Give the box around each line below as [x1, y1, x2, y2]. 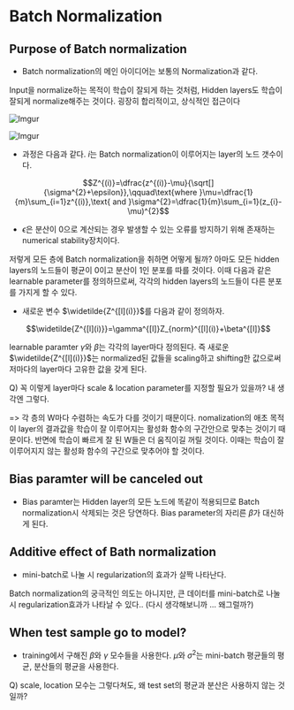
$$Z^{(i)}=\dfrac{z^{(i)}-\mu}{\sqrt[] [82, 178, 215, 187]
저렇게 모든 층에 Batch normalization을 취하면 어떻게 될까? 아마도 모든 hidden [9, 254, 280, 264]
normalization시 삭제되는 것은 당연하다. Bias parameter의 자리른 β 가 [21, 507, 260, 518]
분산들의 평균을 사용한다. [34, 661, 119, 672]
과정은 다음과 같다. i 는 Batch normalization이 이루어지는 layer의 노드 [21, 149, 260, 159]
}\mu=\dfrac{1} [199, 187, 253, 197]
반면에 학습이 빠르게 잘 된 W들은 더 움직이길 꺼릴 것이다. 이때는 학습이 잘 [34, 435, 285, 445]
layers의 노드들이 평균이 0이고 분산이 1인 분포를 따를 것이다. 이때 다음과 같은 [9, 265, 272, 275]
